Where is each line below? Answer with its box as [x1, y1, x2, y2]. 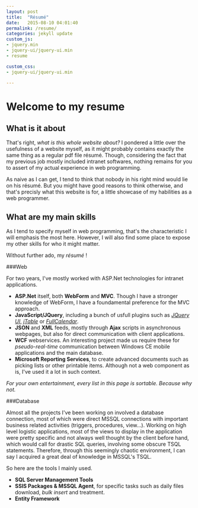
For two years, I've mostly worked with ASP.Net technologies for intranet [6, 275, 184, 282]
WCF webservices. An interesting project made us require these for [14, 336, 180, 344]
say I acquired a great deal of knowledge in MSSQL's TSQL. [6, 453, 152, 461]
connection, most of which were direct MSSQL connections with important [6, 415, 189, 423]
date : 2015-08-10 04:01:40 [6, 20, 78, 26]
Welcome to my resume [6, 100, 125, 113]
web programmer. [6, 195, 50, 202]
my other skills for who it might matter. [6, 240, 100, 247]
